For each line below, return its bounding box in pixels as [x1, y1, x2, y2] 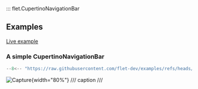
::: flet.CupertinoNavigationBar [6, 5, 80, 12]
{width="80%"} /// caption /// [31, 76, 103, 83]
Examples [6, 22, 43, 32]
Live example [6, 38, 38, 45]
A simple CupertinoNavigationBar [6, 52, 105, 61]
